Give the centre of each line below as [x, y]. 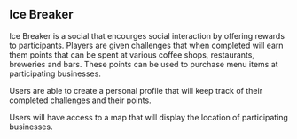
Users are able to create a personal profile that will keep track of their [136, 90]
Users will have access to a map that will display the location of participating [148, 117]
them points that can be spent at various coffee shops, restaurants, [132, 54]
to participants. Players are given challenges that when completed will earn [146, 45]
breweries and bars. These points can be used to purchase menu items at [144, 64]
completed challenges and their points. [81, 100]
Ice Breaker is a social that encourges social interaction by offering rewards [147, 35]
